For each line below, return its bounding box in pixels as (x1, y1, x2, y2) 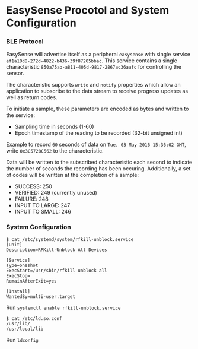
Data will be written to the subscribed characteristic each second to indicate (6, 158, 193, 166)
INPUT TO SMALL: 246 (14, 208, 71, 215)
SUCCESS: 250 (14, 183, 52, 190)
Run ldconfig (6, 336, 39, 343)
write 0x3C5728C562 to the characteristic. (6, 147, 104, 154)
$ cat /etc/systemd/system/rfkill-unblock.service (6, 236, 134, 242)
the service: (6, 112, 36, 119)
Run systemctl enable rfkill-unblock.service (6, 304, 121, 311)
